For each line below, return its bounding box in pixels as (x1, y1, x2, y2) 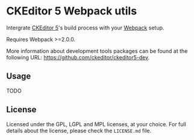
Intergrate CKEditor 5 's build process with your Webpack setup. (6, 24, 164, 31)
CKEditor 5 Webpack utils (6, 4, 137, 18)
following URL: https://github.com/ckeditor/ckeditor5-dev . (6, 53, 150, 61)
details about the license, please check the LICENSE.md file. (6, 127, 152, 134)
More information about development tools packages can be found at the (6, 47, 188, 55)
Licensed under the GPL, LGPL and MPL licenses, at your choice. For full (6, 120, 187, 127)
